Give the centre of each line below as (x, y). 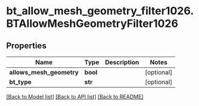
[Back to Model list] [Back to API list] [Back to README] (75, 97)
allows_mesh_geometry (44, 72)
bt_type (20, 82)
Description (122, 62)
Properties (26, 46)
